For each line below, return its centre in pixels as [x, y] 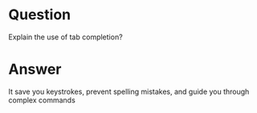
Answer [35, 69]
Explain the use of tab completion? [65, 37]
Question [39, 15]
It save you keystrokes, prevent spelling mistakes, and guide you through [129, 91]
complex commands [42, 100]
